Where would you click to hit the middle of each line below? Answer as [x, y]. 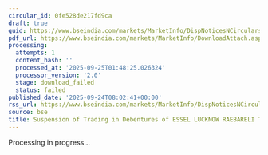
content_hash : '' [44, 61]
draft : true [28, 23]
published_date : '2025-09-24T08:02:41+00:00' [85, 97]
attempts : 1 [35, 53]
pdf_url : [23, 38]
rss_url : [23, 105]
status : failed [41, 90]
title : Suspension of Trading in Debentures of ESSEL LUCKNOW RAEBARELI [132, 120]
